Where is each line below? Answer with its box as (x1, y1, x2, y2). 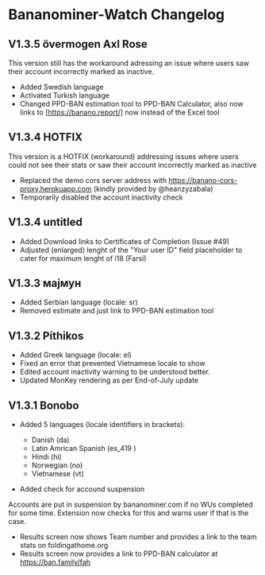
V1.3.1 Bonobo (8, 398, 79, 412)
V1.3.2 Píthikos (8, 328, 84, 343)
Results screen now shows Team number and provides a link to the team (19, 532, 257, 542)
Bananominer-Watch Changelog (8, 6, 225, 24)
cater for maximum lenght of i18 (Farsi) (19, 253, 147, 263)
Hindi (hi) (31, 452, 62, 462)
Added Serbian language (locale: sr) (19, 297, 139, 307)
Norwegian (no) (31, 460, 83, 470)
